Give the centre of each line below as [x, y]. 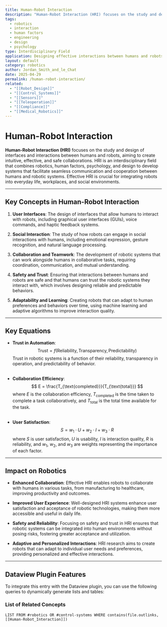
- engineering [24, 38]
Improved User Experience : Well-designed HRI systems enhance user [84, 503]
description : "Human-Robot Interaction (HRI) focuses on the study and [81, 14]
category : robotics [25, 65]
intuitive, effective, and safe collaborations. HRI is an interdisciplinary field [81, 160]
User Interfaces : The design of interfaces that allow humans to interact [85, 214]
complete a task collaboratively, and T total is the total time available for [84, 401]
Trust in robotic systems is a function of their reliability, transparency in [85, 358]
